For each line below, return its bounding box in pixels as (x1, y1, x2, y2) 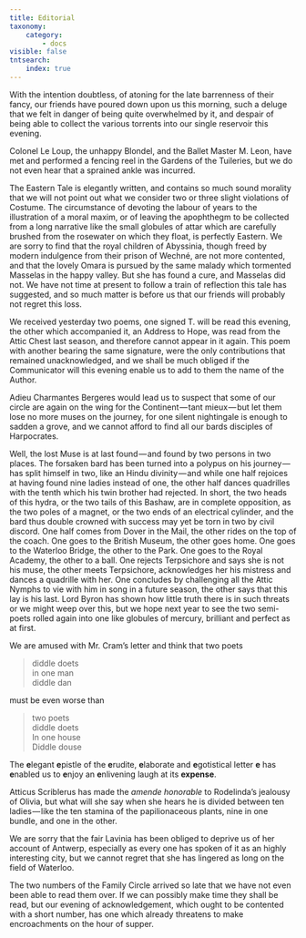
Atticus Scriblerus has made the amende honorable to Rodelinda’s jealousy (9, 786, 291, 797)
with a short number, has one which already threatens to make (9, 908, 244, 920)
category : (25, 30, 64, 39)
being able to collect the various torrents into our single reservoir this (9, 117, 269, 128)
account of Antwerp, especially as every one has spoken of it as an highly (9, 842, 287, 853)
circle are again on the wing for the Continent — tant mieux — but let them (9, 402, 282, 413)
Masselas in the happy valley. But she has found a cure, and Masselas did (9, 270, 286, 280)
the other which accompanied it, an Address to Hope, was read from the (9, 325, 280, 337)
